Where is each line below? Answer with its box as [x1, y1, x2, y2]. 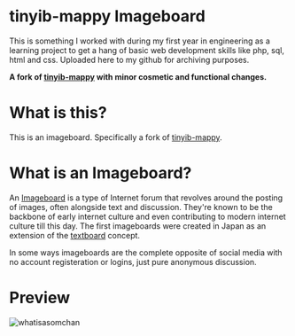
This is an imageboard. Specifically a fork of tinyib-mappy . [9, 131, 223, 143]
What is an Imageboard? [9, 163, 192, 184]
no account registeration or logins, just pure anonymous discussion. [9, 256, 257, 267]
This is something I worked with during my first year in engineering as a [9, 35, 270, 46]
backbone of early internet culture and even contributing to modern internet [9, 211, 286, 222]
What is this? [9, 103, 108, 123]
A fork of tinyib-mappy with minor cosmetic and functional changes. [9, 71, 268, 82]
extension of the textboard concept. [9, 230, 140, 240]
